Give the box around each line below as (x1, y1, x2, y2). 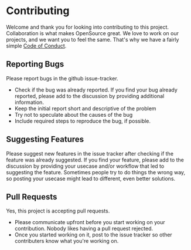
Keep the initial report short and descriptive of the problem (14, 104, 156, 112)
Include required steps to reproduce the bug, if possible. (14, 117, 151, 124)
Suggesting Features (6, 134, 84, 144)
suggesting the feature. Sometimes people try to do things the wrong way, (6, 168, 186, 175)
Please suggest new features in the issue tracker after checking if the (6, 150, 174, 157)
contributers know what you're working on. (14, 238, 119, 245)
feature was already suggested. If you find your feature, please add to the (6, 156, 185, 163)
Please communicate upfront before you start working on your (14, 219, 165, 226)
